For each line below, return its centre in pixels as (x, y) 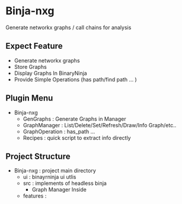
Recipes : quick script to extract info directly (77, 137)
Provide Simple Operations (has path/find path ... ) (75, 79)
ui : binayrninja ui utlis (50, 177)
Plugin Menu (29, 98)
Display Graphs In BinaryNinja (50, 73)
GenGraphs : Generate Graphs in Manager (74, 119)
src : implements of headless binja (65, 183)
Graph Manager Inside (59, 190)
